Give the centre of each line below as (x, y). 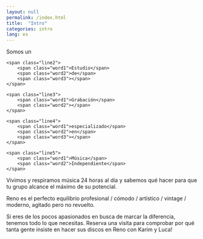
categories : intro (29, 29)
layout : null (23, 12)
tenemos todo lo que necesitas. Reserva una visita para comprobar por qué (101, 223)
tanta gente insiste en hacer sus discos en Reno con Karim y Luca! (89, 230)
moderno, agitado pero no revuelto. (51, 205)
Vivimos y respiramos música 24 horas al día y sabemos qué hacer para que (102, 180)
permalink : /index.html (36, 18)
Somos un (19, 52)
